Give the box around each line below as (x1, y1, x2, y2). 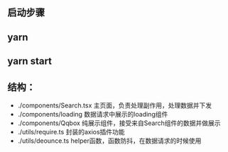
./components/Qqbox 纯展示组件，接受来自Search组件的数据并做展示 (17, 119, 222, 127)
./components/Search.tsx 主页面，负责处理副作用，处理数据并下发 (17, 101, 212, 110)
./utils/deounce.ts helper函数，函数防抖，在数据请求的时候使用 (17, 136, 202, 145)
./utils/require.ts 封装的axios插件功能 (17, 127, 126, 136)
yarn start (7, 55, 52, 67)
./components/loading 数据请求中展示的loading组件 (17, 110, 168, 118)
